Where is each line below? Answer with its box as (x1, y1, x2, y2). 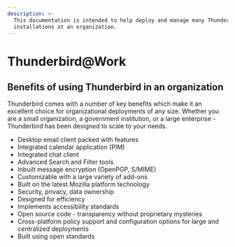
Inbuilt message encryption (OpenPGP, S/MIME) (17, 165, 157, 174)
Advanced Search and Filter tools (17, 158, 114, 167)
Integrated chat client (17, 150, 79, 159)
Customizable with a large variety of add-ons (17, 173, 148, 181)
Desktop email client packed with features (17, 136, 138, 144)
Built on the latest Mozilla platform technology (17, 180, 150, 189)
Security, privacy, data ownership (17, 188, 114, 196)
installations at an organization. (13, 23, 117, 30)
